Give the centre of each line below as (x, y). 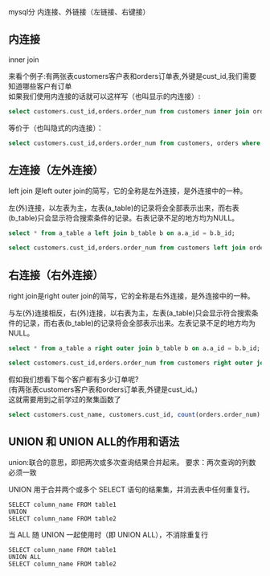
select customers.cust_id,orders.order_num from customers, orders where (135, 143)
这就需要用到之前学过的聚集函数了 (65, 399)
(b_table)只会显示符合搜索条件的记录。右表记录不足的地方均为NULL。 (124, 218)
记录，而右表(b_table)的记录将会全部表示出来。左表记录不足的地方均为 (139, 323)
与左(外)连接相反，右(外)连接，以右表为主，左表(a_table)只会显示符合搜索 (130, 313)
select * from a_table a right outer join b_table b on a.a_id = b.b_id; (135, 348)
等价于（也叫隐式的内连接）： (56, 128)
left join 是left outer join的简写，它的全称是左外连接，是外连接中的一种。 (128, 191)
